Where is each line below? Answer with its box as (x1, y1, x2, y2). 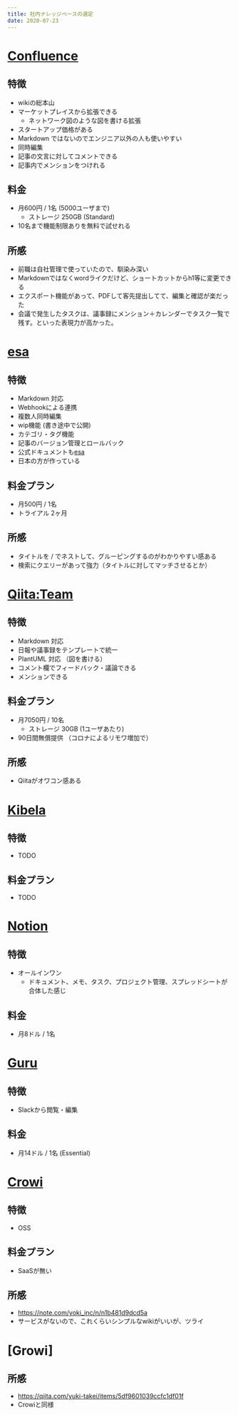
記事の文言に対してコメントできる (17, 151, 118, 161)
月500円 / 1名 (17, 499, 57, 508)
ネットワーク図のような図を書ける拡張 (28, 116, 141, 125)
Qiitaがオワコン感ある (17, 776, 82, 785)
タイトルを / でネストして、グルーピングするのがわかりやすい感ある (17, 552, 217, 560)
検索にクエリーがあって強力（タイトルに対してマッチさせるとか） (17, 561, 212, 569)
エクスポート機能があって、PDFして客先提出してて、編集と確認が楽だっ (17, 292, 229, 300)
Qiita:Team (7, 586, 73, 602)
